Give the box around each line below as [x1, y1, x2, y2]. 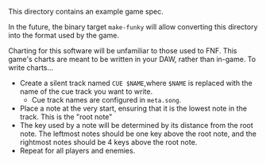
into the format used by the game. [8, 31, 120, 40]
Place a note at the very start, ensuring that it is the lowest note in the [19, 103, 248, 113]
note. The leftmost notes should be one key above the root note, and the [19, 129, 256, 138]
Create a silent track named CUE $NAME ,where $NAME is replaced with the [19, 79, 253, 87]
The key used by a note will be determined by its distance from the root [19, 121, 254, 130]
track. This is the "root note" [19, 112, 113, 122]
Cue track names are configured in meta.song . [31, 95, 182, 104]
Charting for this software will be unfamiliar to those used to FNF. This [8, 46, 237, 55]
